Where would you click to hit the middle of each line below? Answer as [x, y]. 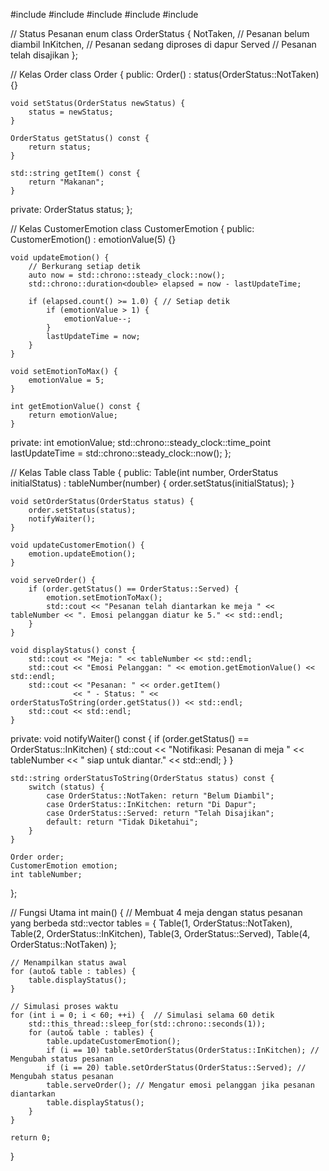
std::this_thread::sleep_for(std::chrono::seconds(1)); [147, 1024]
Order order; [37, 857]
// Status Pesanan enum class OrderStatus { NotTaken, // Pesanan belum [160, 33]
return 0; [31, 1138]
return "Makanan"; [66, 182]
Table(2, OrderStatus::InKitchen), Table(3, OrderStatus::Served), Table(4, [160, 933]
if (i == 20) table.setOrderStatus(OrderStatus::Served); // [176, 1068]
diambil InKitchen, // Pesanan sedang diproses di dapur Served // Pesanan [163, 44]
